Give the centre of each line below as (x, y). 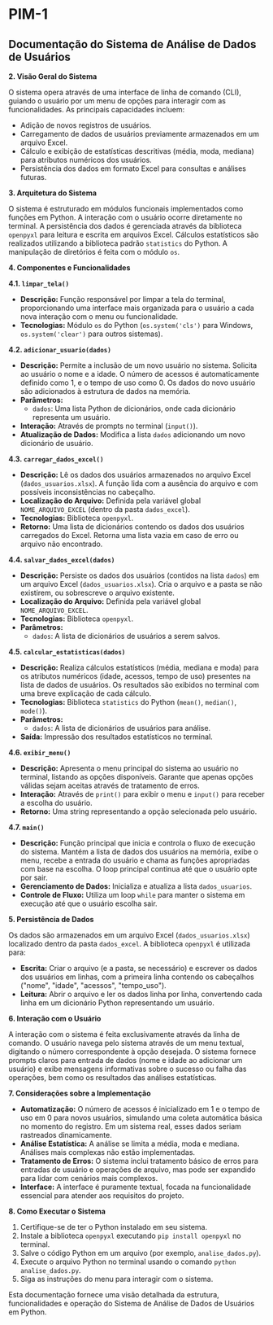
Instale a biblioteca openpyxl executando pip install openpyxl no (130, 1235)
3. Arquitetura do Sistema (53, 193)
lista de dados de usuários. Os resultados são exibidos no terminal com (140, 685)
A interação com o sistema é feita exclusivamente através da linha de (124, 1034)
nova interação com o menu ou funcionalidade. (99, 317)
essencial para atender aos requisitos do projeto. (102, 1196)
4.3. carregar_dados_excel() (56, 459)
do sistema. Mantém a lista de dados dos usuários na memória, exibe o (139, 852)
